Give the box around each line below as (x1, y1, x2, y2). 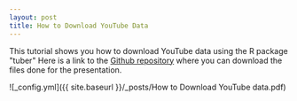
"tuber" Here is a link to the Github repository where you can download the (9, 55, 283, 66)
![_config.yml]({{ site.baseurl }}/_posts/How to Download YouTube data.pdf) (9, 82, 286, 92)
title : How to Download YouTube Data (9, 21, 149, 30)
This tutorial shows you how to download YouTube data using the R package (9, 45, 288, 56)
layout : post (9, 12, 58, 22)
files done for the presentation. (9, 64, 122, 75)
